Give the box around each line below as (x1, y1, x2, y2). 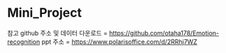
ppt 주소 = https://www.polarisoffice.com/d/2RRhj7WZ (41, 37, 198, 46)
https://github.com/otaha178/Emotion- (109, 29, 219, 37)
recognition (7, 37, 41, 46)
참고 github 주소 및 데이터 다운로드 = (7, 29, 108, 37)
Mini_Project (7, 5, 82, 21)
